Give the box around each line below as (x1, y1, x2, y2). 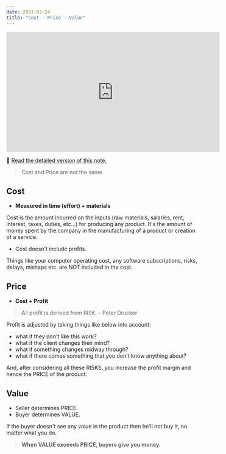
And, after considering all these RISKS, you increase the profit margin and (6, 364, 191, 372)
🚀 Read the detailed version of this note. (6, 157, 107, 164)
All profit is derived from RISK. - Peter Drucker (21, 309, 138, 317)
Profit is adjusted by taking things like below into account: (6, 321, 151, 328)
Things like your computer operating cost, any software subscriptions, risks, (6, 257, 198, 264)
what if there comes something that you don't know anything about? (15, 352, 187, 360)
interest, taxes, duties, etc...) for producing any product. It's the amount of (6, 221, 192, 228)
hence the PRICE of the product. (6, 371, 87, 378)
